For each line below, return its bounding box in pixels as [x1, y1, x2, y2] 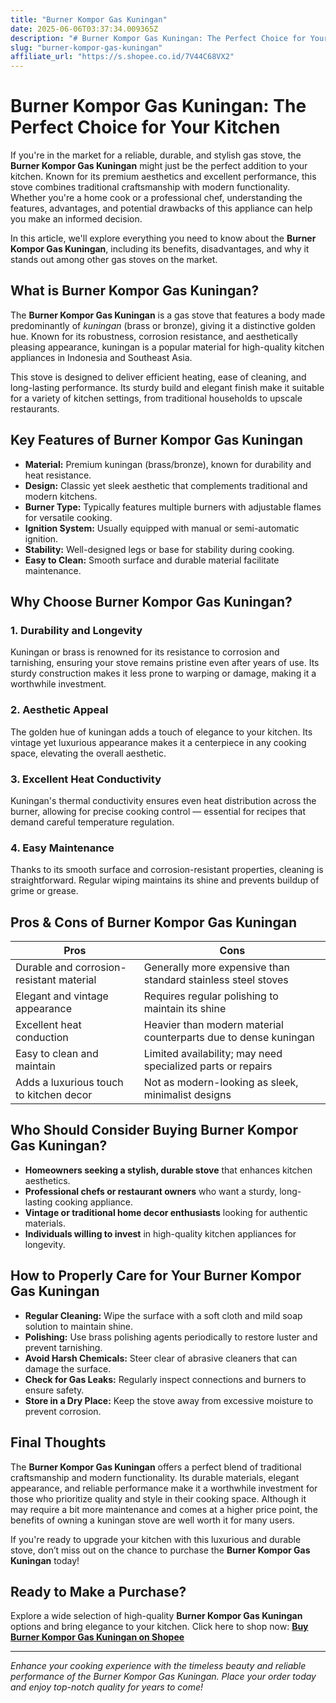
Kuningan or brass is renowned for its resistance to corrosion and [10, 646, 280, 658]
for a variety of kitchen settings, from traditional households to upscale [10, 392, 303, 404]
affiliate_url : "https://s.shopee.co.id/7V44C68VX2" [10, 52, 235, 62]
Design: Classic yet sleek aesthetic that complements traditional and [24, 479, 308, 491]
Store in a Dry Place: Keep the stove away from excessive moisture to [24, 1394, 314, 1406]
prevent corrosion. [24, 1405, 102, 1417]
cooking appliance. [54, 1196, 133, 1208]
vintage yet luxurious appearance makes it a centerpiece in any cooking [10, 736, 307, 748]
